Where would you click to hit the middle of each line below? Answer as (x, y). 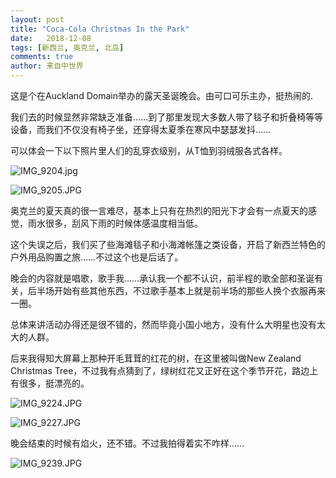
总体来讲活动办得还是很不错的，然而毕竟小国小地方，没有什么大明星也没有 (163, 324)
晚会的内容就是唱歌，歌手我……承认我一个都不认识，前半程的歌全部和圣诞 (162, 278)
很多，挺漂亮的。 (54, 383)
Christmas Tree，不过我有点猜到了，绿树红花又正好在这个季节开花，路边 (160, 370)
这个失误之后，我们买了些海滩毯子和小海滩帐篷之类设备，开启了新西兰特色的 (168, 244)
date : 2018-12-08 (51, 38)
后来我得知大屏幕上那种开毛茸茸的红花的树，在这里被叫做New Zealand (156, 358)
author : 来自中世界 (47, 66)
